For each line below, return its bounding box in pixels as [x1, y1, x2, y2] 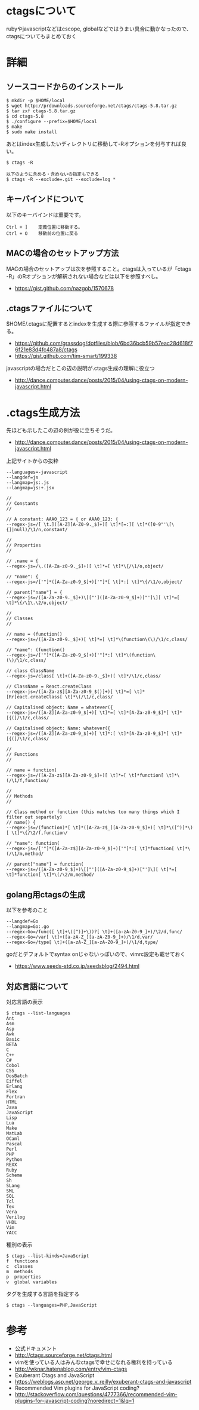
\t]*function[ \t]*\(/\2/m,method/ [6, 872, 95, 878]
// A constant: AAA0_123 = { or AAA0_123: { [6, 516, 119, 522]
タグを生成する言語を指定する [6, 1290, 79, 1297]
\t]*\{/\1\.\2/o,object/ [6, 600, 68, 606]
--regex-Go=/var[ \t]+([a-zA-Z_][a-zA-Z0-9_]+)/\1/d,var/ [6, 934, 153, 940]
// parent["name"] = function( [6, 862, 84, 868]
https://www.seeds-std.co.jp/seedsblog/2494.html [14, 963, 140, 970]
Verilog [6, 1214, 26, 1220]
